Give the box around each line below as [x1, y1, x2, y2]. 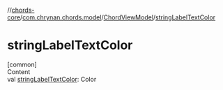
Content [7, 67, 31, 75]
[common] [7, 60, 37, 69]
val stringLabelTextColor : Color [7, 75, 97, 83]
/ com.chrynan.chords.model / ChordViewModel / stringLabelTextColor [20, 13, 216, 21]
